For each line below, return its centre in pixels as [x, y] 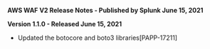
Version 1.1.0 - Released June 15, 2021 [65, 24]
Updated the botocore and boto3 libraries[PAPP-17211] [98, 38]
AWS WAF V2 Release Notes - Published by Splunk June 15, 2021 [105, 10]
